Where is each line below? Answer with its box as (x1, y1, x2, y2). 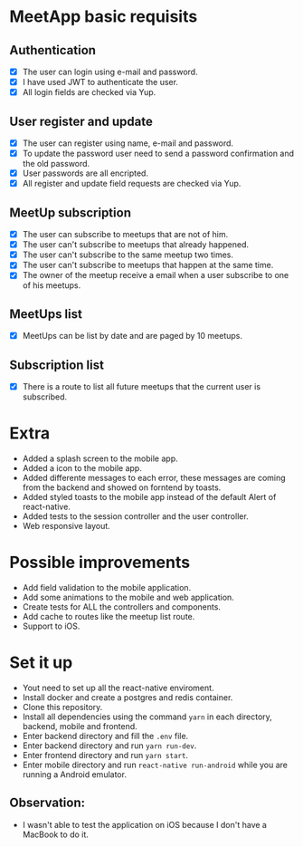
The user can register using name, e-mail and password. (22, 138, 233, 149)
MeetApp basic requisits (9, 6, 198, 27)
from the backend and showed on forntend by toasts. (22, 482, 222, 493)
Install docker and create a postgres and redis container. (22, 691, 233, 703)
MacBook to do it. (22, 829, 89, 840)
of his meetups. (22, 280, 81, 291)
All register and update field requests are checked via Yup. (22, 178, 241, 189)
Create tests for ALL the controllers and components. (22, 602, 222, 612)
